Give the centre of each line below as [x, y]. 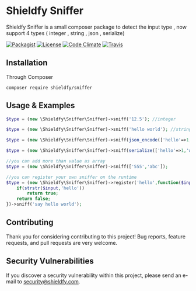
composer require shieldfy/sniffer [49, 88]
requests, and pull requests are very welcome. [62, 243]
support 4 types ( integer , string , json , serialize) [65, 33]
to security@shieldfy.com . [49, 281]
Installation [27, 63]
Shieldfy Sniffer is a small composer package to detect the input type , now [96, 27]
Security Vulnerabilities [50, 261]
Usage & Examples [41, 105]
